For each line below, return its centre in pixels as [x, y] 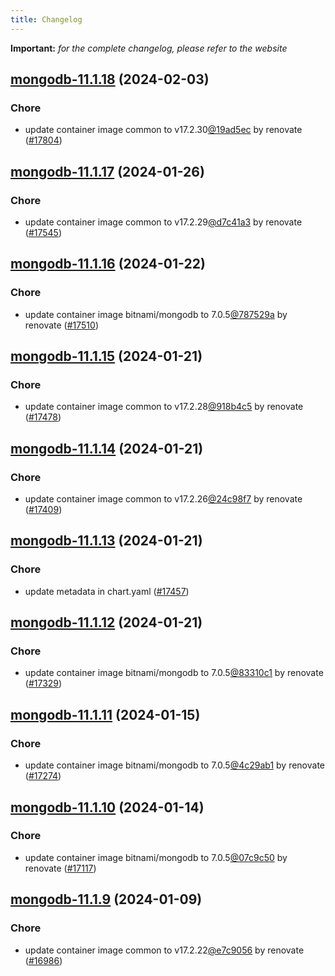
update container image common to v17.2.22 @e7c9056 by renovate [164, 950]
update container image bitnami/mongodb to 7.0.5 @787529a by [156, 314]
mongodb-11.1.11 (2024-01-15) [105, 714]
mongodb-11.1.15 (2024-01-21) [106, 356]
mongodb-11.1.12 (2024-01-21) [106, 622]
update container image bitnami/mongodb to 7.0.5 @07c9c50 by [156, 857]
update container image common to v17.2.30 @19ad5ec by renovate [163, 130]
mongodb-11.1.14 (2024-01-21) [107, 448]
